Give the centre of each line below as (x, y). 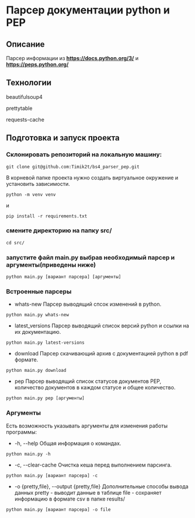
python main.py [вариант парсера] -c (52, 475)
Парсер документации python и (88, 10)
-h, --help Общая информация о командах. (68, 443)
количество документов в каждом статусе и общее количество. (95, 388)
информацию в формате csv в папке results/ (70, 499)
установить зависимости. (38, 184)
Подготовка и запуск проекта (63, 138)
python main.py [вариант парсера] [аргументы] (64, 277)
